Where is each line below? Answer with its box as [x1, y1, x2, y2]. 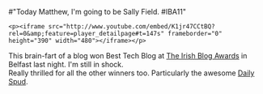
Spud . [8, 77, 28, 86]
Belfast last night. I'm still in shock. [8, 60, 124, 69]
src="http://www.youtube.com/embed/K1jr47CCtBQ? [48, 23, 216, 31]
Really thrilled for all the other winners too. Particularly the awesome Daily [8, 68, 255, 78]
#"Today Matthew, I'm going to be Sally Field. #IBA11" [8, 7, 186, 16]
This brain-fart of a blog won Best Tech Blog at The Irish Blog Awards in [8, 51, 248, 60]
